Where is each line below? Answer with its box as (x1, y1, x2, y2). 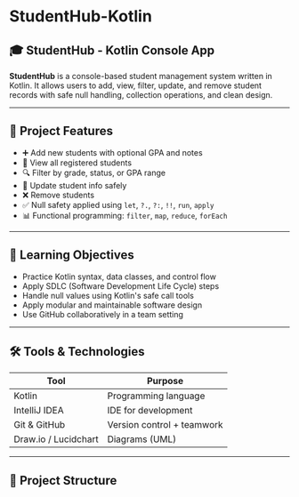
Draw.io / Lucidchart (13, 433, 100, 445)
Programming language (107, 389, 206, 402)
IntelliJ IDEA (13, 405, 64, 417)
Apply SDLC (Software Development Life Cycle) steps (21, 280, 220, 291)
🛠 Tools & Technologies (9, 344, 145, 359)
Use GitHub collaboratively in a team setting (21, 309, 184, 319)
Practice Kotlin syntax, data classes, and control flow (21, 271, 216, 282)
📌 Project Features (9, 124, 114, 139)
